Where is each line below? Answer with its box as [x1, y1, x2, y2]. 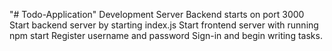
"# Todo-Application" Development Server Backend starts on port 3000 [9, 9, 305, 20]
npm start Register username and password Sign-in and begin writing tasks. [9, 30, 323, 41]
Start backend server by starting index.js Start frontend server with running [9, 19, 319, 31]
